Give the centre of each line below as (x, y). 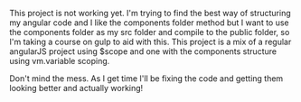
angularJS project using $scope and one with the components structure (143, 51)
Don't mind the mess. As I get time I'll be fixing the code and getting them (146, 79)
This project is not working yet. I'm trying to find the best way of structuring (150, 13)
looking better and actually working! (76, 88)
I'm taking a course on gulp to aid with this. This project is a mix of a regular (150, 42)
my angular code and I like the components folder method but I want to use (149, 23)
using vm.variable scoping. (60, 61)
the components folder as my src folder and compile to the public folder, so (150, 32)
